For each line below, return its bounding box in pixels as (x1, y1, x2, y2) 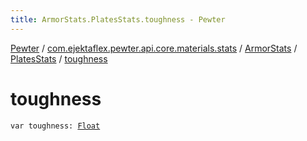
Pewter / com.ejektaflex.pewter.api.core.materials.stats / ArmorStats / (10, 42, 298, 54)
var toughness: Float (10, 121, 101, 131)
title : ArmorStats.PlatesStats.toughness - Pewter (10, 14, 226, 25)
